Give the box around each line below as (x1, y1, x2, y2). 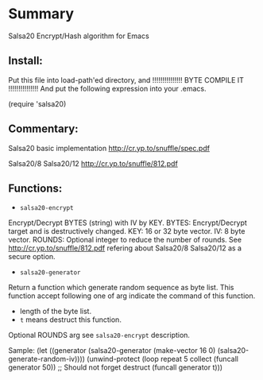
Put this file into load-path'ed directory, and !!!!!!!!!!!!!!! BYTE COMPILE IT (8, 75, 245, 84)
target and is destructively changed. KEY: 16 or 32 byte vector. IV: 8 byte (8, 227, 246, 236)
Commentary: (8, 122, 79, 136)
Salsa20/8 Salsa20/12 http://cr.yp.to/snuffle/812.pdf (8, 158, 179, 168)
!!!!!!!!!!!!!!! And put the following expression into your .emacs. (8, 83, 207, 93)
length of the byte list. (19, 307, 92, 316)
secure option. (8, 252, 56, 262)
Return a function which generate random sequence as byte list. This (8, 283, 234, 293)
